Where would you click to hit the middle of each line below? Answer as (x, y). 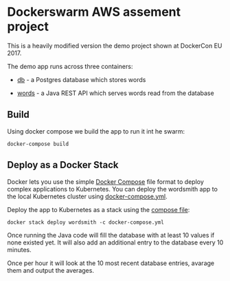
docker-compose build (38, 144)
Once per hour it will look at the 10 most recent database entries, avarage (111, 263)
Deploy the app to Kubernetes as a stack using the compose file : (99, 209)
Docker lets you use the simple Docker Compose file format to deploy (106, 181)
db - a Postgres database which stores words (81, 79)
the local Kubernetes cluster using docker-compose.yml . (88, 196)
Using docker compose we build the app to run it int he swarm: (96, 131)
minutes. (20, 249)
